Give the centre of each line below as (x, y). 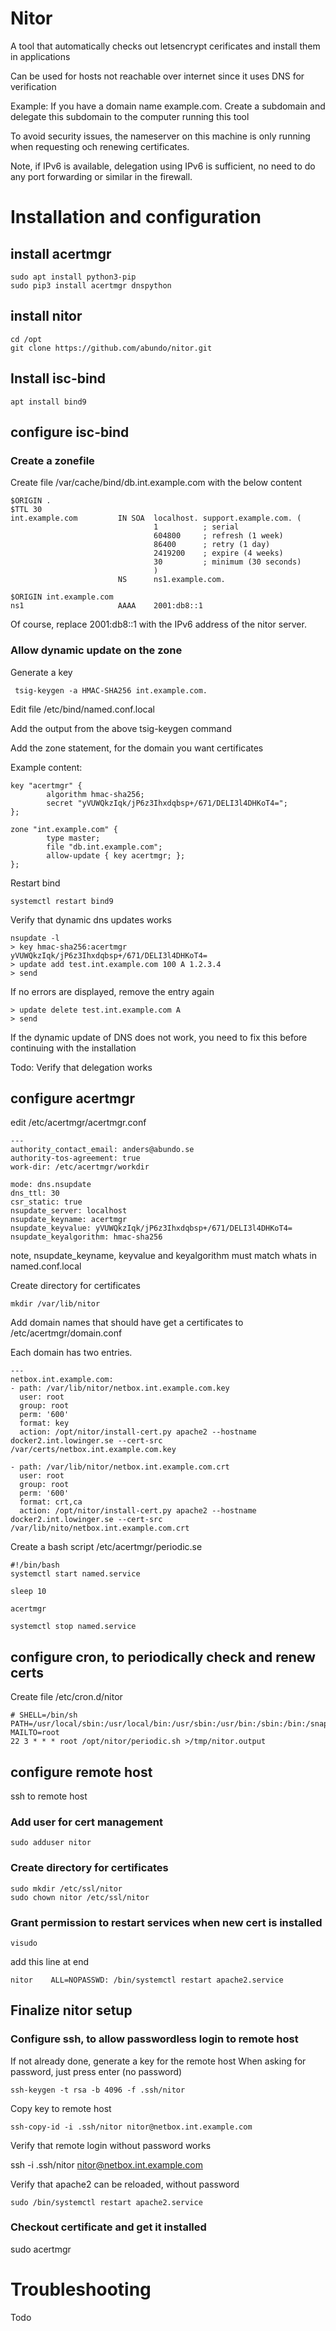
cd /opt (26, 339)
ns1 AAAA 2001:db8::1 (106, 606)
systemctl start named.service (75, 1574)
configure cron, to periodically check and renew (163, 1657)
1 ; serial (196, 527)
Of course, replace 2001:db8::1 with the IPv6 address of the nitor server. (158, 624)
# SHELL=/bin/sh (44, 1715)
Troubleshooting (81, 2289)
